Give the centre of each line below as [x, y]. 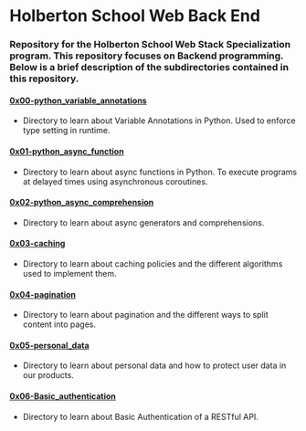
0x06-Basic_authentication [63, 396]
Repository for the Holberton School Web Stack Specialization [150, 45]
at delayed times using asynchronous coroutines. [115, 181]
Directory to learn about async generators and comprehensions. [143, 222]
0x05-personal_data [49, 345]
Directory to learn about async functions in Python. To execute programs [160, 172]
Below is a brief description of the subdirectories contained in [149, 68]
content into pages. [59, 324]
